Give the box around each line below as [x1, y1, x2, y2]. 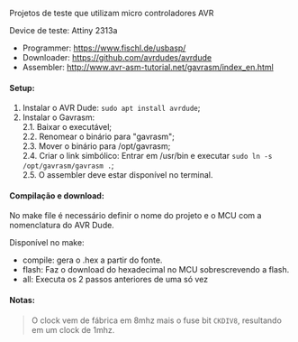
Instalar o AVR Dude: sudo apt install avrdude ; [22, 103, 201, 114]
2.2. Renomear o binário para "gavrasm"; [22, 131, 176, 143]
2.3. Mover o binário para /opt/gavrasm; [22, 141, 171, 152]
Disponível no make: [9, 237, 85, 248]
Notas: [9, 295, 36, 305]
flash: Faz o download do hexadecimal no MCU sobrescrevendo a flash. [22, 264, 290, 275]
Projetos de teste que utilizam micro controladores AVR [9, 8, 214, 18]
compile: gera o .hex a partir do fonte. [22, 254, 163, 265]
